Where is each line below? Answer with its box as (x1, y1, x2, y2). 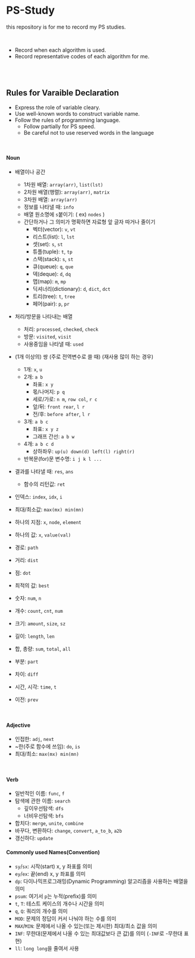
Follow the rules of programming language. (14, 116, 121, 123)
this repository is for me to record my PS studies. (6, 23, 126, 30)
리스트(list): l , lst (32, 233, 75, 240)
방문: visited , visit (23, 333, 72, 340)
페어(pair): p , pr (32, 300, 70, 307)
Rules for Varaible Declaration (6, 88, 119, 98)
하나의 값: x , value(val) (14, 531, 71, 538)
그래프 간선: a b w (32, 433, 75, 440)
